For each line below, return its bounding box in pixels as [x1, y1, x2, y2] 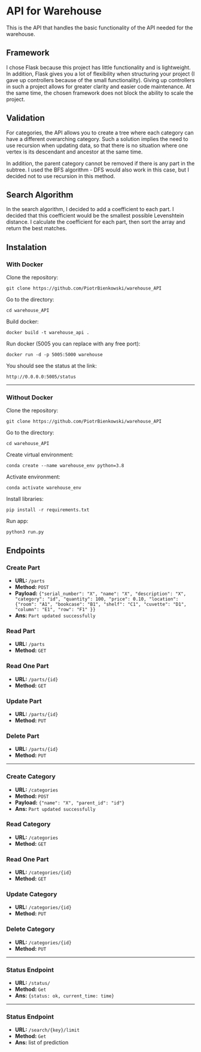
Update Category [6, 890, 57, 898]
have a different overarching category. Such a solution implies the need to [6, 135, 188, 142]
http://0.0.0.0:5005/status [6, 374, 77, 380]
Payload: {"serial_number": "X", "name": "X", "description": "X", [14, 590, 187, 597]
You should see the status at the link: [6, 362, 98, 369]
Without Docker [6, 393, 53, 401]
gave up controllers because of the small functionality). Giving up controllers [6, 76, 195, 83]
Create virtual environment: [6, 451, 74, 458]
